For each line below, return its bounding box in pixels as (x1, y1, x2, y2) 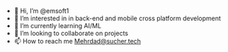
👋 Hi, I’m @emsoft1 (13, 7, 69, 15)
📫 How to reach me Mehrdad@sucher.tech (13, 37, 142, 45)
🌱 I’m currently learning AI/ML (13, 22, 101, 30)
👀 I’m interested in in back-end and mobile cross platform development (13, 14, 222, 22)
